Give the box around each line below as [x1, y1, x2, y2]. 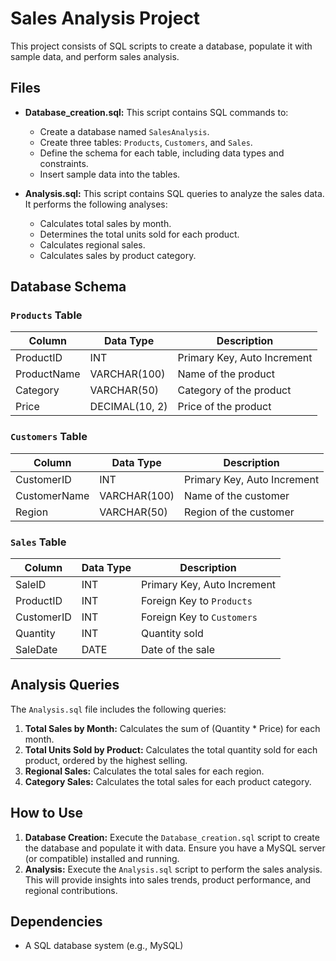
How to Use [10, 805, 84, 822]
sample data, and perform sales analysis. [10, 50, 180, 62]
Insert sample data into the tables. [39, 168, 181, 180]
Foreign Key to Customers [141, 610, 258, 624]
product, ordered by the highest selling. [24, 754, 188, 766]
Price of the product [177, 400, 272, 414]
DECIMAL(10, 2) [89, 400, 168, 414]
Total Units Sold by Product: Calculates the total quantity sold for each [24, 743, 318, 756]
